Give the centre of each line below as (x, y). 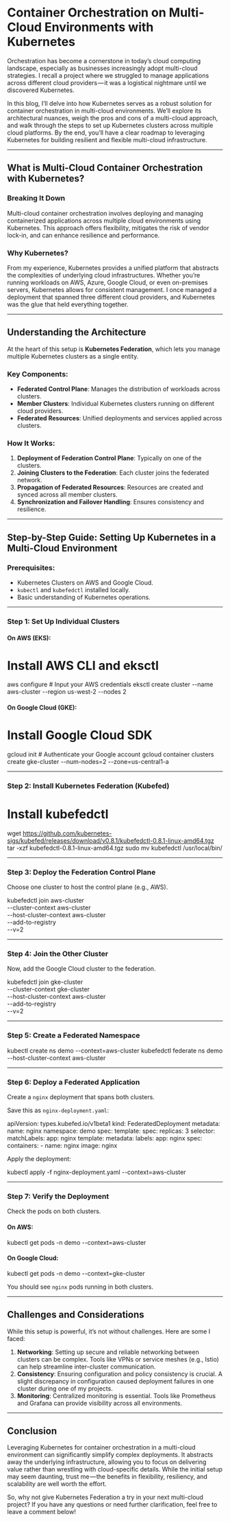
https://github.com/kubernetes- (67, 833)
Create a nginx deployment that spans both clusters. (81, 1097)
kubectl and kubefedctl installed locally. (73, 590)
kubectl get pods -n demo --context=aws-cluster (77, 1242)
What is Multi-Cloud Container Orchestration (105, 168)
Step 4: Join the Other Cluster (58, 954)
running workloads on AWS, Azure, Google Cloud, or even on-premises (107, 282)
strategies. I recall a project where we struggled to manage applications (108, 75)
